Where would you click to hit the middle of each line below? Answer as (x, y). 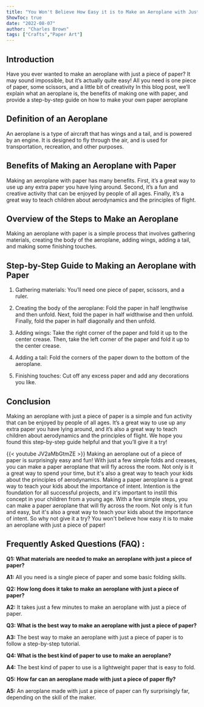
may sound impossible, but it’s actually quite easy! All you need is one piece (101, 80)
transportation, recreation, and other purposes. (65, 146)
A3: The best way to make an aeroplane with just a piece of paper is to (95, 637)
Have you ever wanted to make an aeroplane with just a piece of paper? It (98, 74)
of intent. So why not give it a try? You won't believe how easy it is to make (100, 519)
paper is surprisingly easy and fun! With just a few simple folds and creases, (102, 460)
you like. (25, 382)
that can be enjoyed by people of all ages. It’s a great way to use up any (96, 423)
